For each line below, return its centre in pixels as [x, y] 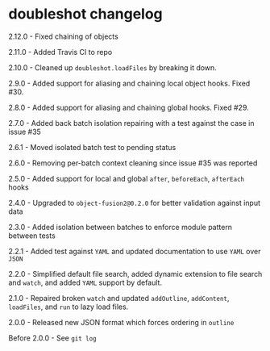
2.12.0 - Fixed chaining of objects [63, 36]
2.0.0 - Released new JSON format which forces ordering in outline [121, 322]
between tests [32, 236]
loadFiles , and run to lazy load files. [69, 307]
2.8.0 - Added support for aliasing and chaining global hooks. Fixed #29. [129, 107]
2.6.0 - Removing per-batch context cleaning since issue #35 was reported [133, 163]
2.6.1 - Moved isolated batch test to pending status [92, 147]
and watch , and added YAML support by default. [85, 282]
